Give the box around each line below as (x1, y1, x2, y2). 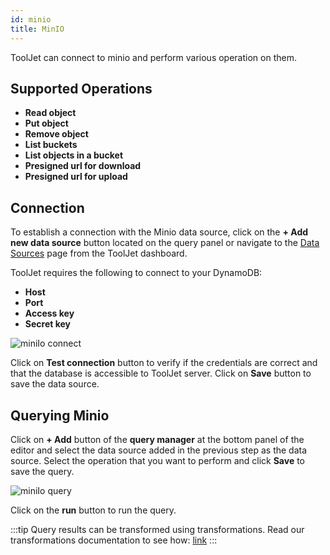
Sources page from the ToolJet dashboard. (10, 247, 188, 260)
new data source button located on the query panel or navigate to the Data (10, 237, 320, 249)
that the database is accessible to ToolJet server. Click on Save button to (10, 367, 312, 380)
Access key (24, 307, 75, 320)
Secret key (24, 318, 72, 330)
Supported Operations (10, 80, 153, 97)
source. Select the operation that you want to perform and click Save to (10, 454, 306, 466)
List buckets (24, 139, 78, 151)
